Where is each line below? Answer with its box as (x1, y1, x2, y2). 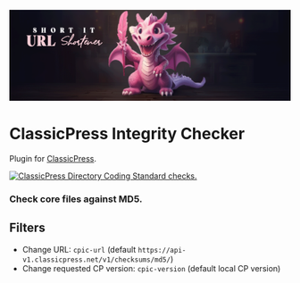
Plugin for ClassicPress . (9, 153, 96, 163)
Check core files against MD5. (9, 193, 143, 205)
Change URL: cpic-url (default (21, 244, 137, 254)
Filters (9, 221, 46, 236)
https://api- (137, 246, 187, 254)
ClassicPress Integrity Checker (9, 124, 246, 144)
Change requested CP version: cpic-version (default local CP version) (21, 262, 281, 273)
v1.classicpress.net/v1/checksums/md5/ (21, 255, 171, 264)
